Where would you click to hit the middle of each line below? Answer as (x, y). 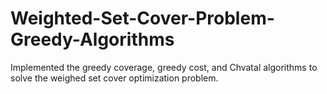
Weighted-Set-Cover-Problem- (142, 18)
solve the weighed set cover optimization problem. (114, 78)
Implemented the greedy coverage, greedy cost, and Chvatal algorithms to (164, 67)
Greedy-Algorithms (92, 39)
